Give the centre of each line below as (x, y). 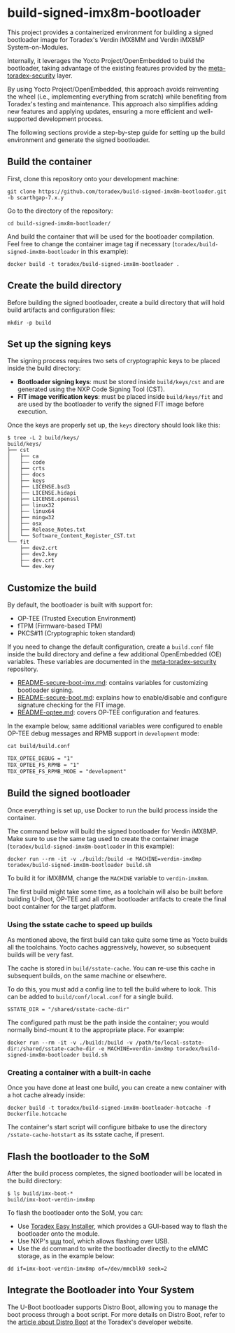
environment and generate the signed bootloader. (79, 140)
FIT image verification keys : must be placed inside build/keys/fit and (120, 397)
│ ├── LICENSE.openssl (43, 499)
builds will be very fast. (41, 954)
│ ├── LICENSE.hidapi (42, 493)
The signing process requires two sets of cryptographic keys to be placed (114, 361)
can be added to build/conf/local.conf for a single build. (90, 996)
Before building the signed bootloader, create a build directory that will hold (116, 302)
